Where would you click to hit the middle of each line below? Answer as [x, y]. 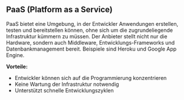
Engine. [15, 55]
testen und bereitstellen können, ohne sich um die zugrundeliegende [89, 30]
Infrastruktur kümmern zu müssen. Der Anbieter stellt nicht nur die [87, 36]
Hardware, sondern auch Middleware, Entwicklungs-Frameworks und [91, 42]
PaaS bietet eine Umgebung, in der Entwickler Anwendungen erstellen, [92, 24]
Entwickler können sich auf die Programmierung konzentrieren [91, 78]
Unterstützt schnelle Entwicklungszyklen [64, 90]
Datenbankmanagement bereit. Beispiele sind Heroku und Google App [91, 49]
